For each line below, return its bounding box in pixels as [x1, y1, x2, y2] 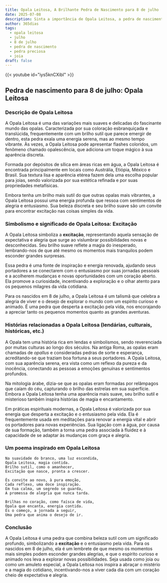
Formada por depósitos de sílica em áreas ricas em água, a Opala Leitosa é [5, 161, 159, 167]
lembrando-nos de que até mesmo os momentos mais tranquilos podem [5, 248, 153, 253]
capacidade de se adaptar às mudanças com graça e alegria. [5, 432, 131, 438]
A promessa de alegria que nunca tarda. [5, 491, 90, 496]
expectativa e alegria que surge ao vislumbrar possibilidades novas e [5, 237, 147, 243]
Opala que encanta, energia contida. [5, 503, 83, 508]
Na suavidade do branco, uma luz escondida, [5, 456, 99, 461]
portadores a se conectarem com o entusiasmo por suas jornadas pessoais [5, 268, 160, 274]
